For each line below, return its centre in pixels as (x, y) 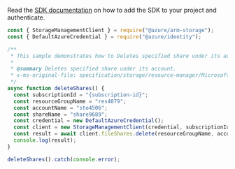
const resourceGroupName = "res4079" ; (70, 101)
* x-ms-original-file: (43, 75)
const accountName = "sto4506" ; (61, 108)
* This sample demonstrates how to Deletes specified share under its (115, 56)
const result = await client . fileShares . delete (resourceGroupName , (114, 134)
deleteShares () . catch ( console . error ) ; (64, 159)
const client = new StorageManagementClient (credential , (98, 127)
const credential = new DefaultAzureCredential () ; (89, 121)
